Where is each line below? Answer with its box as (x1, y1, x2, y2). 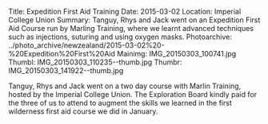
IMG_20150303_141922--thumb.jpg (8, 66, 124, 75)
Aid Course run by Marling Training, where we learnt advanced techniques (8, 24, 254, 33)
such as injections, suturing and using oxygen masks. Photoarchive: (8, 32, 232, 41)
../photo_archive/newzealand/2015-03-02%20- (8, 41, 166, 50)
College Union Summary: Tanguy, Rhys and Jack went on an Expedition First (8, 15, 261, 25)
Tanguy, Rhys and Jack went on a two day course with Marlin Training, (8, 81, 242, 91)
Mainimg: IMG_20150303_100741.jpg (117, 49, 237, 58)
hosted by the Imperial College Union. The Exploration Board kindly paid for (8, 90, 258, 99)
